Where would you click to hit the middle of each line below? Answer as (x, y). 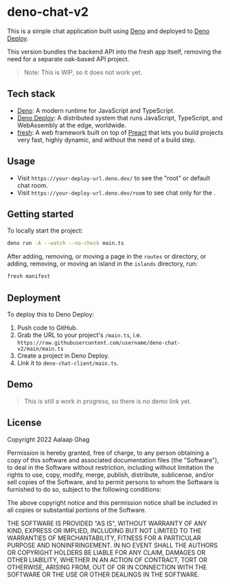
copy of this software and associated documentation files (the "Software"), (113, 460)
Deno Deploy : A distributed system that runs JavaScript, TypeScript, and (120, 118)
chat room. (32, 185)
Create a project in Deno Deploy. (63, 356)
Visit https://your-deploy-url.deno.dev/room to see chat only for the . (116, 193)
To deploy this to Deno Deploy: (51, 314)
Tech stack (31, 94)
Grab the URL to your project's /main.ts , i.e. (79, 335)
